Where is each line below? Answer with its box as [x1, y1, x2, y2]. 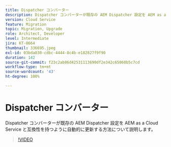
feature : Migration [5, 21, 47, 27]
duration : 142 [5, 55, 36, 60]
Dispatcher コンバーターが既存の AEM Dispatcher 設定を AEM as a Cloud [5, 119, 159, 126]
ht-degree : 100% [5, 74, 40, 79]
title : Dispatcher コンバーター [5, 7, 70, 13]
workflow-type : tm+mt [5, 64, 51, 69]
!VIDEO [17, 136, 33, 142]
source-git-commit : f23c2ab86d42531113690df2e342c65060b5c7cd [5, 60, 140, 65]
